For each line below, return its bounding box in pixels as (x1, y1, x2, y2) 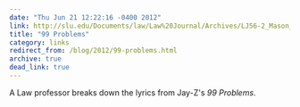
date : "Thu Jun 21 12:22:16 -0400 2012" (9, 12, 162, 22)
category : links (9, 37, 70, 47)
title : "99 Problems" (9, 29, 90, 38)
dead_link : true (9, 63, 70, 72)
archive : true (9, 54, 62, 63)
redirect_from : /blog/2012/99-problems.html (9, 46, 178, 55)
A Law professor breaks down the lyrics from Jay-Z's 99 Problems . (9, 86, 256, 98)
